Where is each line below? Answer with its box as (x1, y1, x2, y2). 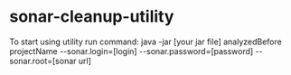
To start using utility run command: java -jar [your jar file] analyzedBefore (9, 36, 282, 47)
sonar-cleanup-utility (9, 6, 174, 27)
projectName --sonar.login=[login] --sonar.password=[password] (9, 45, 254, 56)
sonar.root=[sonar (9, 55, 77, 66)
